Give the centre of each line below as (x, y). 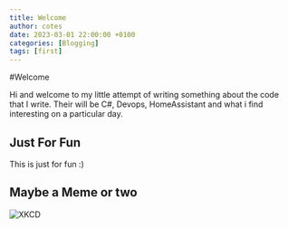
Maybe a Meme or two (73, 192)
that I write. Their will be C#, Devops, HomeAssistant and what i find (136, 104)
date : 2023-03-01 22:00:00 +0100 (72, 34)
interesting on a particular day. (67, 114)
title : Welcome (38, 18)
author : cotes (36, 26)
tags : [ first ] (36, 52)
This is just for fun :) (47, 164)
